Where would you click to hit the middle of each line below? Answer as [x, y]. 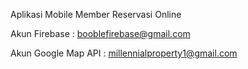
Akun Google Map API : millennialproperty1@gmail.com [124, 53]
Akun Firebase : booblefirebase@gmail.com [100, 33]
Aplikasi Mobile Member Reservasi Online [96, 14]
